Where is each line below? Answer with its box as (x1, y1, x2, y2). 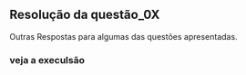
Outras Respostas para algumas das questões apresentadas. (9, 31, 239, 42)
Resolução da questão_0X (9, 7, 160, 23)
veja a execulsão (9, 53, 85, 66)
